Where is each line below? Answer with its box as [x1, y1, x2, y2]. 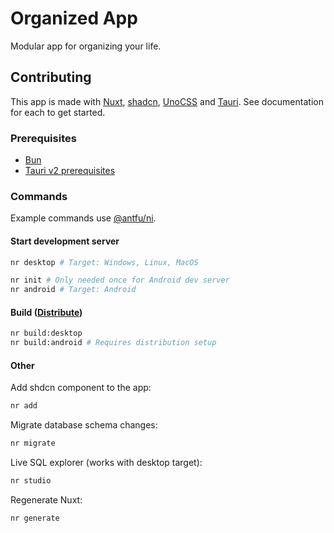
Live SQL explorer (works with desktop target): [10, 457, 203, 469]
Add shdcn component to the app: [10, 382, 152, 394]
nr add [10, 401, 38, 411]
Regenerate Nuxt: [10, 493, 83, 506]
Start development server [10, 235, 120, 247]
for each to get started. [10, 106, 106, 118]
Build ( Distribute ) [10, 306, 83, 318]
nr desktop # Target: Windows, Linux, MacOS [10, 257, 199, 267]
